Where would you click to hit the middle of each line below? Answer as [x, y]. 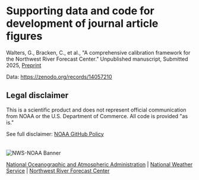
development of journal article [82, 23]
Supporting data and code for [80, 11]
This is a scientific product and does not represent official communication [96, 110]
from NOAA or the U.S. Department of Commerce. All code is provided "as [97, 116]
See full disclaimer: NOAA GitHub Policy [55, 134]
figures [24, 36]
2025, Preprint [24, 65]
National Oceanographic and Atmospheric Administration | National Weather [99, 164]
